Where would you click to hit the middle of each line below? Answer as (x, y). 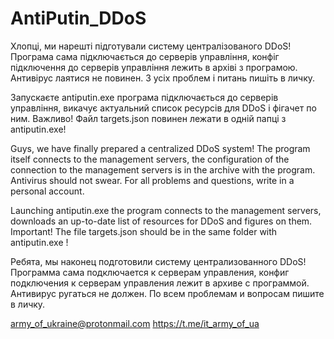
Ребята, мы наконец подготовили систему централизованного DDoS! (158, 261)
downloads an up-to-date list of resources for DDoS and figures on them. (161, 221)
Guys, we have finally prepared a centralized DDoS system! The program (160, 148)
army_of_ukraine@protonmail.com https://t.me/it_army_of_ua (135, 323)
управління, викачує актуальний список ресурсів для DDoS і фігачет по (163, 108)
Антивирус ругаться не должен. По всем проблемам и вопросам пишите (167, 293)
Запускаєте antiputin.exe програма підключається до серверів (144, 97)
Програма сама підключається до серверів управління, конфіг (145, 56)
